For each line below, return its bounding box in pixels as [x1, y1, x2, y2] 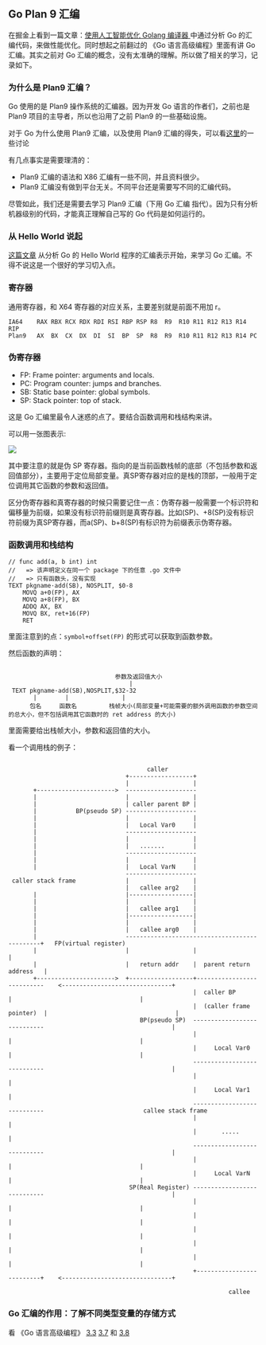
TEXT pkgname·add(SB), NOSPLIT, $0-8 [8, 582, 133, 590]
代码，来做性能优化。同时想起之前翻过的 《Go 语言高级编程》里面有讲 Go [14, 40, 256, 49]
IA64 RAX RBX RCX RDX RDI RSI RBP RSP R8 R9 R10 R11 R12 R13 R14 [8, 318, 247, 326]
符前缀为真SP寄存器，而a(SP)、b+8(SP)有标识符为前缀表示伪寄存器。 [8, 518, 237, 527]
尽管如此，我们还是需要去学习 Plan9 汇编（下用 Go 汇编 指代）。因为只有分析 [8, 199, 258, 209]
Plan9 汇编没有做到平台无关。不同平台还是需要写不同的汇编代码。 [19, 182, 236, 192]
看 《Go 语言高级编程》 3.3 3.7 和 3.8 [8, 1327, 129, 1337]
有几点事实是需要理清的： [8, 155, 92, 165]
